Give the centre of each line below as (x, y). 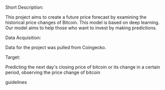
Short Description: (24, 7)
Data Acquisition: (23, 38)
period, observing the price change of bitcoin (53, 72)
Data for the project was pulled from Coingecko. (56, 47)
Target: (13, 57)
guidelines (16, 82)
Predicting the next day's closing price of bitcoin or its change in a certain (83, 67)
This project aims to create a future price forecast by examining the (76, 17)
